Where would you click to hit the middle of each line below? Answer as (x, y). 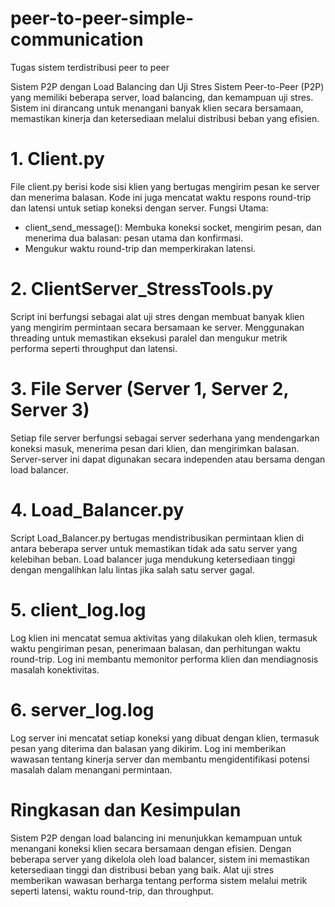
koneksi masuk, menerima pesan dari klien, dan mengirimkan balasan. (155, 448)
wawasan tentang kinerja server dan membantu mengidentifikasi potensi (160, 759)
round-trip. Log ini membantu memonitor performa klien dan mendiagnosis (164, 659)
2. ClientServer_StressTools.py (142, 289)
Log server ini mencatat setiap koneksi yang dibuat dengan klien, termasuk (165, 738)
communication (77, 39)
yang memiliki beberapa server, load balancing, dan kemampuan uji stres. (162, 97)
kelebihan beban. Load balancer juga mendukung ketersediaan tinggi (153, 559)
